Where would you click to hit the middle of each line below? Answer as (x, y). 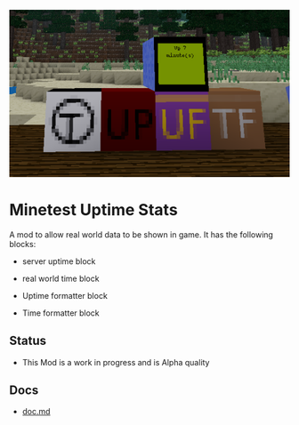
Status (28, 341)
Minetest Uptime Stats (93, 210)
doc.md (36, 412)
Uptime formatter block (65, 295)
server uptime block (59, 261)
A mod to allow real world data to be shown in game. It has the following (141, 234)
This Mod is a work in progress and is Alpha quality (116, 362)
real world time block (61, 278)
